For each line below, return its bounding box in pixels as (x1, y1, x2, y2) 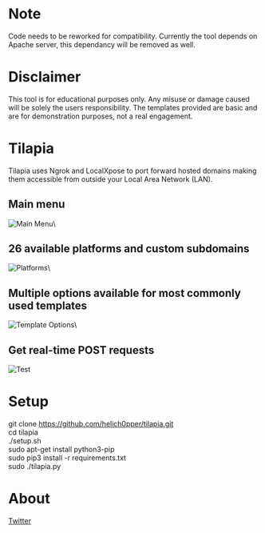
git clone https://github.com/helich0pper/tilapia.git (8, 419, 174, 428)
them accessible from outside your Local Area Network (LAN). (8, 174, 213, 184)
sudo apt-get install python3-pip (8, 445, 115, 454)
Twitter (8, 515, 32, 525)
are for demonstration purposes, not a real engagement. (8, 111, 193, 121)
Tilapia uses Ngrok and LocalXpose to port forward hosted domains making (8, 166, 257, 175)
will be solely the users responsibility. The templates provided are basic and (8, 102, 258, 112)
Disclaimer (8, 68, 81, 86)
